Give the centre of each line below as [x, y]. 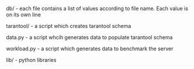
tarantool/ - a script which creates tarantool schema [69, 26]
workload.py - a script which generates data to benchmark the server [90, 49]
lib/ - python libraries [31, 60]
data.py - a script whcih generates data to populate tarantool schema [89, 37]
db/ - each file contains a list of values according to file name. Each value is [97, 8]
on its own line [23, 15]
